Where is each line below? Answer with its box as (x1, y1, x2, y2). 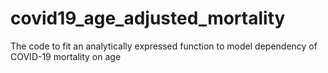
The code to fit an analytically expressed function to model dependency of (10, 40, 318, 52)
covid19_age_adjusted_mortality (10, 7, 286, 30)
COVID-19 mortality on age (10, 50, 122, 62)
